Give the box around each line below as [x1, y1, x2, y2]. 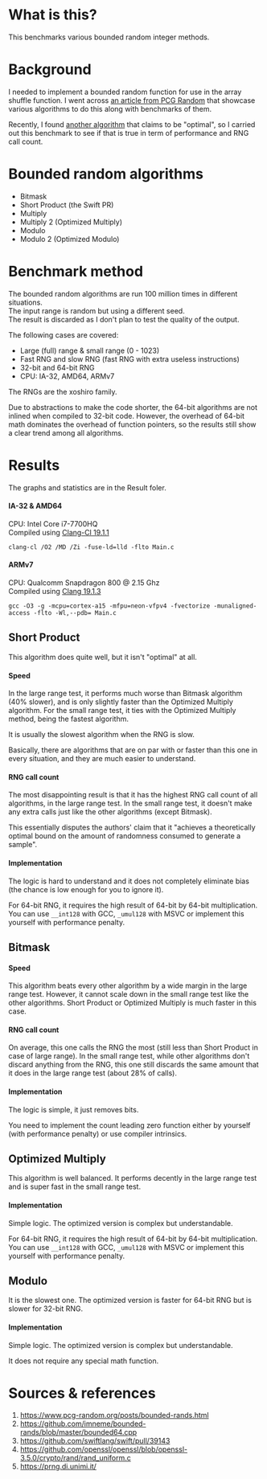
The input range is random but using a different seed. [8, 305, 185, 315]
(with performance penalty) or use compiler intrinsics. [8, 1129, 187, 1138]
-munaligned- [213, 602, 257, 610]
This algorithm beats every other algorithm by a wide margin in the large [8, 981, 248, 990]
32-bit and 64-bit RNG [19, 363, 95, 372]
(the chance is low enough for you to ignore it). [8, 884, 164, 894]
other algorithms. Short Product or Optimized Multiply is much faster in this [8, 998, 257, 1008]
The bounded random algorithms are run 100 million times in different [8, 289, 238, 298]
